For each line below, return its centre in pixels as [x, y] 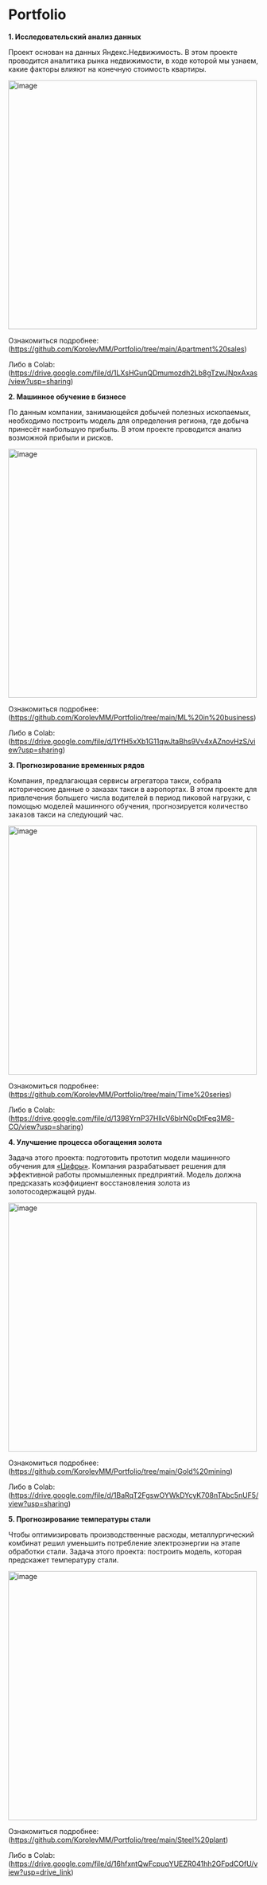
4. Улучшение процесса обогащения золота [85, 1142]
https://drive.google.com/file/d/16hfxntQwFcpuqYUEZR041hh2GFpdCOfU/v [134, 1863]
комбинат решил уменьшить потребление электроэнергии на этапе [124, 1542]
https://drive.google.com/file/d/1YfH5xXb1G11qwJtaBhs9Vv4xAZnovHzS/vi [133, 741]
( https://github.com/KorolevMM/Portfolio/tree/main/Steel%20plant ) [118, 1840]
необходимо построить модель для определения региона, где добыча [128, 421]
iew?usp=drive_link [40, 1872]
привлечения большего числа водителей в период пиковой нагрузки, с [130, 797]
